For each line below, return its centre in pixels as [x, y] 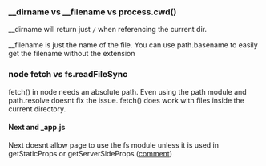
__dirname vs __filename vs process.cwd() [93, 12]
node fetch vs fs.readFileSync [68, 75]
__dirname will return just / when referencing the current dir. [107, 30]
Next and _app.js [37, 128]
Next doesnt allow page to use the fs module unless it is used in [113, 145]
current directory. [37, 109]
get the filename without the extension [72, 54]
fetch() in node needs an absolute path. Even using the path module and [127, 91]
